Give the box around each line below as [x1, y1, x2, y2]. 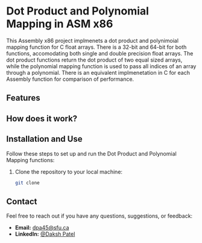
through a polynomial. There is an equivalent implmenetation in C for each [6, 69, 190, 76]
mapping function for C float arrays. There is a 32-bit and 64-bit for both [6, 43, 187, 51]
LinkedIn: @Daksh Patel [14, 230, 75, 238]
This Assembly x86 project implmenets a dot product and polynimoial [6, 37, 179, 44]
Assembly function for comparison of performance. [6, 75, 134, 83]
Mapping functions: [6, 156, 55, 163]
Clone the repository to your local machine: [14, 168, 122, 175]
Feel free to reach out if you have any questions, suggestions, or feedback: [6, 212, 193, 219]
